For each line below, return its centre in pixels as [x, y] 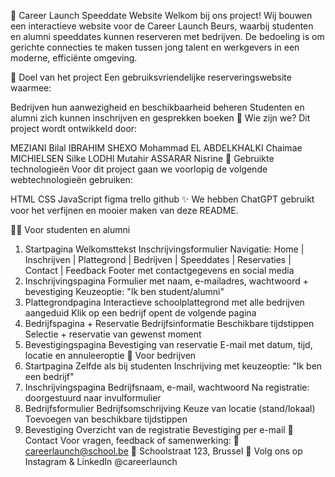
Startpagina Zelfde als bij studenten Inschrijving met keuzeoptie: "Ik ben [173, 366]
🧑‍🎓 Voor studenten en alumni [70, 229]
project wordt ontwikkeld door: [74, 128]
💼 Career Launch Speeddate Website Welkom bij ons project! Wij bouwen [161, 15]
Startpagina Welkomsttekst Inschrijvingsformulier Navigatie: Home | [164, 249]
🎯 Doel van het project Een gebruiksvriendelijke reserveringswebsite [151, 77]
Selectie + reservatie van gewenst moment [113, 334]
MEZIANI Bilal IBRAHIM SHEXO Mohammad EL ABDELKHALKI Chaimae [156, 148]
